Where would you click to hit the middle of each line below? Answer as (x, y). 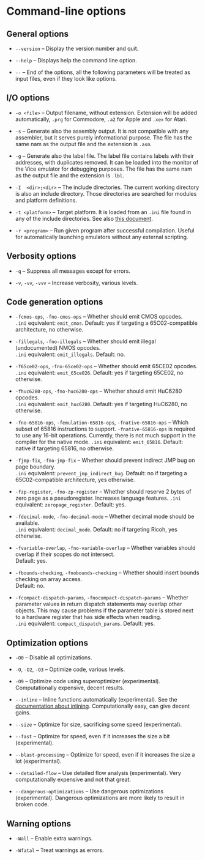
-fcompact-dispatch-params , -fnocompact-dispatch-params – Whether (102, 598)
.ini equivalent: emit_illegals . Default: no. (70, 354)
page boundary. (35, 467)
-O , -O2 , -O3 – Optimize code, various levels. (70, 669)
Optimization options (47, 643)
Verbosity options (41, 256)
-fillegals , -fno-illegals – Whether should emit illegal (85, 341)
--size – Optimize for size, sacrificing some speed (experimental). (99, 725)
